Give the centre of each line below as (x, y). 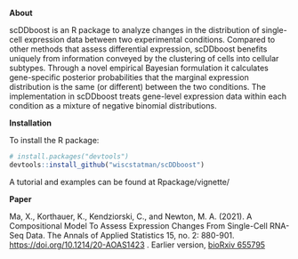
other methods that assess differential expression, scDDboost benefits (138, 49)
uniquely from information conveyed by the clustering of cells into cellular (144, 58)
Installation (30, 123)
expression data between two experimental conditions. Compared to (149, 40)
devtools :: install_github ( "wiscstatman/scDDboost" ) (107, 165)
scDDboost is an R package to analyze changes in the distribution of (134, 30)
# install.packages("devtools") (69, 157)
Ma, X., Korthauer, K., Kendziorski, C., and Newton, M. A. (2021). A (131, 216)
